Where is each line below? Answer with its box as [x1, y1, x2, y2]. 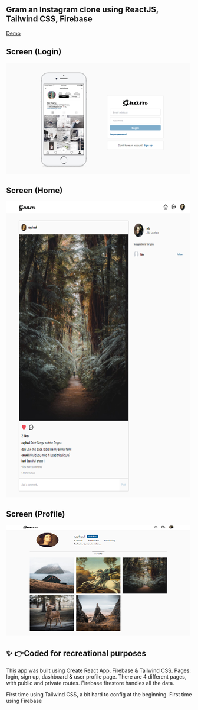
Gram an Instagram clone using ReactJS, [6, 5, 159, 15]
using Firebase [6, 698, 42, 705]
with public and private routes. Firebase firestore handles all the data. [6, 680, 175, 687]
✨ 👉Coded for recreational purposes [6, 648, 146, 659]
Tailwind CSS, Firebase [6, 14, 93, 24]
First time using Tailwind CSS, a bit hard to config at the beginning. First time [6, 691, 193, 698]
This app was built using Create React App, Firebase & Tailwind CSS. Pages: [6, 667, 192, 674]
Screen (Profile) [6, 509, 65, 519]
